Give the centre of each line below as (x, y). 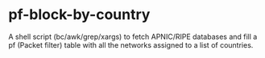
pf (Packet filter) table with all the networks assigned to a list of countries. (131, 44)
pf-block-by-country (79, 15)
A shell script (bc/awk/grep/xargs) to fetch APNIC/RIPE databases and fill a (133, 37)
